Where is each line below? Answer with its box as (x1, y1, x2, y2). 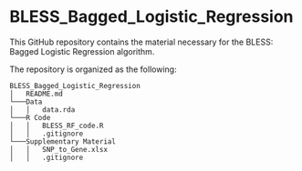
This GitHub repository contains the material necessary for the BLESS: (9, 36, 274, 47)
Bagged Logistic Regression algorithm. (9, 45, 155, 56)
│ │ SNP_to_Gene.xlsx (9, 145, 108, 154)
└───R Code (9, 113, 51, 122)
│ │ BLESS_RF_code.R (9, 121, 104, 130)
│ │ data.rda (9, 105, 76, 115)
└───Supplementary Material (9, 136, 117, 146)
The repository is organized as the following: (9, 64, 177, 75)
